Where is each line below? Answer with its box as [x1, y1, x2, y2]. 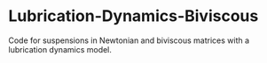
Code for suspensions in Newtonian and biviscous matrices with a [8, 35, 250, 45]
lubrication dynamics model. [8, 44, 113, 54]
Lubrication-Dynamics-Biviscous [8, 6, 259, 26]
